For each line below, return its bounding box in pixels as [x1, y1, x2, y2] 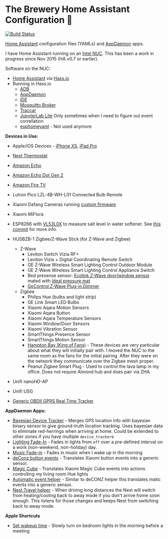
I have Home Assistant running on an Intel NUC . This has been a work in [5, 50, 154, 56]
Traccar [20, 107, 37, 113]
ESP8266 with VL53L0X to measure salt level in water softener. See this [12, 220, 161, 227]
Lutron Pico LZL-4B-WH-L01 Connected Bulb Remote [12, 191, 123, 197]
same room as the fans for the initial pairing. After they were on [27, 352, 158, 358]
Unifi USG [12, 388, 34, 394]
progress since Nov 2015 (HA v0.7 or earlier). [5, 55, 99, 61]
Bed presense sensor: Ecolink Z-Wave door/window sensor [27, 272, 150, 278]
